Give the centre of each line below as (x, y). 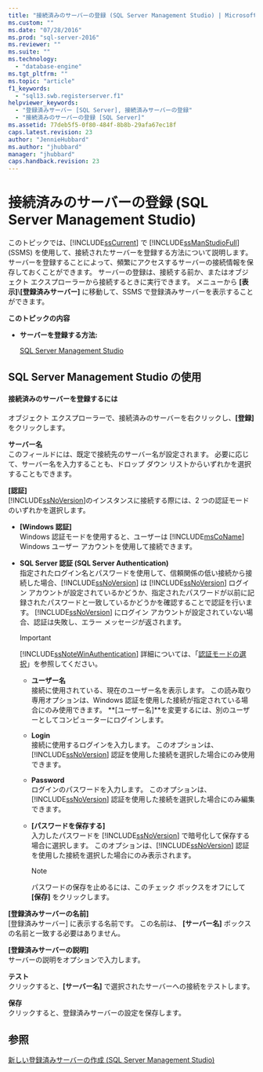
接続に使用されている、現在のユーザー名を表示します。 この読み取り (141, 690)
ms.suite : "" (29, 52)
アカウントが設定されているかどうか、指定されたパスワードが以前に (138, 592)
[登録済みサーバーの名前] (49, 913)
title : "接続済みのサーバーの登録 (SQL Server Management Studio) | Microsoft (132, 15)
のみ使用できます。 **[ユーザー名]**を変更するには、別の (137, 710)
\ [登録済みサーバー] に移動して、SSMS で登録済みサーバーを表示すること (135, 292)
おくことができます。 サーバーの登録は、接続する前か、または (128, 273)
